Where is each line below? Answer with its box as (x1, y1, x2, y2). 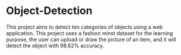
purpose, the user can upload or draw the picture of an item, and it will (6, 36, 176, 43)
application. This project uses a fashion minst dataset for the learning (6, 29, 173, 36)
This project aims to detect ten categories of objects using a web (6, 23, 163, 30)
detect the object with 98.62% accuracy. (6, 42, 104, 49)
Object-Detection (6, 4, 93, 18)
